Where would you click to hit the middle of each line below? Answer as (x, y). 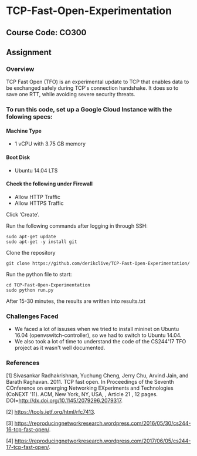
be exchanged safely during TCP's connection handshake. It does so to (92, 88)
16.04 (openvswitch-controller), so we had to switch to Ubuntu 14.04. (98, 335)
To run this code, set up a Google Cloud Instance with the (89, 110)
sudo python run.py (30, 290)
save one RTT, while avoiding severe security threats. (71, 94)
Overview (20, 69)
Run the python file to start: (39, 274)
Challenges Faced (32, 316)
